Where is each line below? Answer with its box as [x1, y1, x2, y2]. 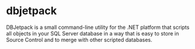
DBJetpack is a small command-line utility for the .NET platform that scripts [6, 24, 190, 31]
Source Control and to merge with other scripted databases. [6, 36, 152, 43]
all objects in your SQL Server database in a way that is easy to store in [6, 30, 179, 37]
